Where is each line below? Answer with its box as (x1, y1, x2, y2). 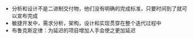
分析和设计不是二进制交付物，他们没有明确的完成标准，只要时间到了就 (11, 5, 182, 12)
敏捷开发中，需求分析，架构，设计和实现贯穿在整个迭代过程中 (11, 20, 162, 26)
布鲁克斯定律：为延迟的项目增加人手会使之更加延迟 (11, 27, 136, 34)
